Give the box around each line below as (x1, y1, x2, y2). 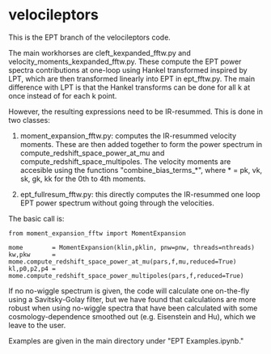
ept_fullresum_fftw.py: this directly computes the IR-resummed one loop (19, 189, 260, 199)
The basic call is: (8, 213, 65, 223)
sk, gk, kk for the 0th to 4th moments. (19, 174, 146, 183)
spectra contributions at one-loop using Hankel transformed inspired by (8, 65, 248, 74)
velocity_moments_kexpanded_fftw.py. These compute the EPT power (8, 57, 242, 66)
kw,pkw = (8, 251, 57, 259)
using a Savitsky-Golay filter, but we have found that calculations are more (8, 294, 256, 304)
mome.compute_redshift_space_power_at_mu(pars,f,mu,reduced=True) (8, 257, 237, 266)
